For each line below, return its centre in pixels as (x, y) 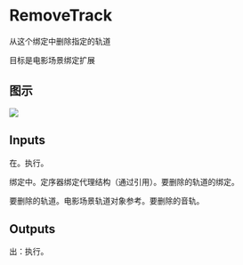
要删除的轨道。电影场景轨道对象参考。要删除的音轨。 (107, 200)
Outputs (32, 229)
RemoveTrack (61, 16)
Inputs (28, 140)
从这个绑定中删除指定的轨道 (60, 41)
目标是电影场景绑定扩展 (52, 60)
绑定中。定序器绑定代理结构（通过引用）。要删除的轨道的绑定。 (124, 181)
